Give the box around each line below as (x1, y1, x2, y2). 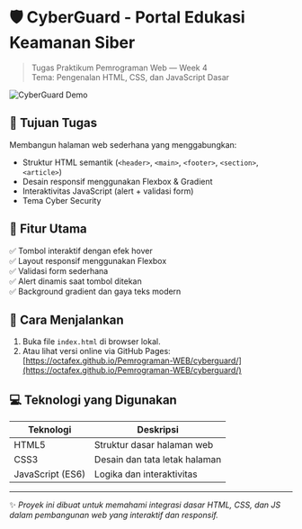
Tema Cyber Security (22, 195, 102, 205)
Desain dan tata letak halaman (93, 453, 222, 466)
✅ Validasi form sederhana (9, 265, 109, 276)
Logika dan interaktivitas (93, 468, 198, 480)
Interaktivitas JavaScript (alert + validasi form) (22, 186, 194, 196)
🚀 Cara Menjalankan (9, 312, 124, 327)
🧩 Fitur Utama (9, 222, 87, 237)
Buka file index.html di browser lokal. (22, 336, 161, 347)
